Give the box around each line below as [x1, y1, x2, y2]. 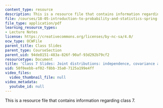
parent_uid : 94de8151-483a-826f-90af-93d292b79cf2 [5, 52, 110, 57]
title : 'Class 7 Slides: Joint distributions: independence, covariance [5, 61, 155, 66]
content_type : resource [5, 7, 53, 12]
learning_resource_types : [5, 25, 57, 30]
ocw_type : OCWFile [5, 39, 42, 44]
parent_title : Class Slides [5, 43, 62, 48]
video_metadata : [5, 79, 38, 84]
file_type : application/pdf [5, 20, 62, 26]
